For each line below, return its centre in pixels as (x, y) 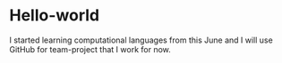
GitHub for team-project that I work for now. (90, 49)
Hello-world (55, 16)
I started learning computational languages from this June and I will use (141, 40)
